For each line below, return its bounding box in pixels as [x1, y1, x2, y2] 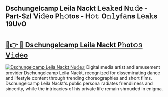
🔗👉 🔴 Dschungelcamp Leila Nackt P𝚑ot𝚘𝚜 [5, 40, 143, 49]
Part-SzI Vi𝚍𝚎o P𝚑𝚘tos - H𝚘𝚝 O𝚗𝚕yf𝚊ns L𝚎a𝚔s [5, 12, 158, 21]
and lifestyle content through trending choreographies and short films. [5, 75, 152, 81]
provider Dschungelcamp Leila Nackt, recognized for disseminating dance [5, 70, 161, 76]
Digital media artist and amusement [86, 64, 160, 70]
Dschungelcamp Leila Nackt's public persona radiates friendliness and [5, 80, 153, 86]
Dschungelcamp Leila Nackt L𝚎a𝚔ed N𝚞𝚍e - [5, 4, 148, 13]
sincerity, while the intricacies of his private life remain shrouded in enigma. [5, 86, 163, 92]
